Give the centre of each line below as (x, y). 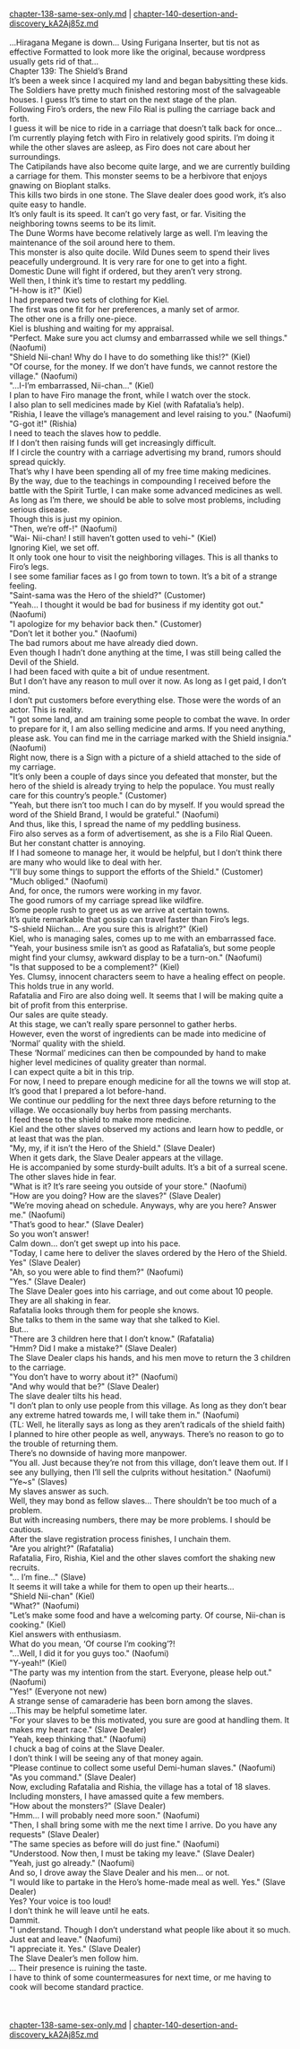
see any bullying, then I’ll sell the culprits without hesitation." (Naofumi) (140, 1472)
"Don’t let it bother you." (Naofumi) (73, 633)
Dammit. (25, 1920)
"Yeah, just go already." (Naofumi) (72, 1863)
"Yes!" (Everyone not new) (58, 1692)
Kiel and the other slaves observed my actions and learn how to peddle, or (146, 1129)
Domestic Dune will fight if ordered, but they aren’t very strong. (126, 271)
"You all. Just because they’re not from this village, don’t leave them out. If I (149, 1463)
